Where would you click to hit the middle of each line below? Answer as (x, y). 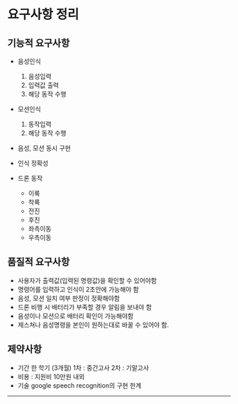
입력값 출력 (43, 85)
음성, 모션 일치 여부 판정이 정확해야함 (69, 298)
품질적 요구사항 (39, 262)
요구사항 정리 (43, 15)
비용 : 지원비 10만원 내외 (51, 376)
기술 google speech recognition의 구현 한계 (79, 385)
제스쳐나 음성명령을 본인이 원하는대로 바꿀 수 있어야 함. (93, 325)
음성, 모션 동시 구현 (44, 148)
